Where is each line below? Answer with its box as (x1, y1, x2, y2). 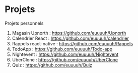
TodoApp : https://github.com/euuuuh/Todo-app (12, 46, 113, 52)
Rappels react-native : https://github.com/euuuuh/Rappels (12, 40, 133, 46)
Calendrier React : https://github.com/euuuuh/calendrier (12, 35, 129, 41)
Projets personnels (5, 20, 44, 26)
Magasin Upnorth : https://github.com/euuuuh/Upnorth (12, 30, 126, 36)
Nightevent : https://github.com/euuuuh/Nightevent (12, 51, 119, 57)
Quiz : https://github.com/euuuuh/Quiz (12, 62, 93, 68)
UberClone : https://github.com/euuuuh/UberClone (12, 56, 118, 62)
